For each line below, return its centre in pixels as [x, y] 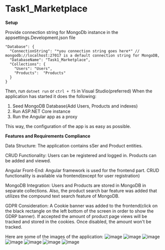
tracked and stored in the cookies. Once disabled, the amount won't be [78, 221]
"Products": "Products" [40, 73]
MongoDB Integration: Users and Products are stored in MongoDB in [76, 185]
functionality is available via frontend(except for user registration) [72, 175]
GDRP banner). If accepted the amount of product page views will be [76, 216]
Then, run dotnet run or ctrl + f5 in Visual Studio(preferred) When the [79, 91]
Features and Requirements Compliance [48, 136]
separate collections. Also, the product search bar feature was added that [81, 190]
